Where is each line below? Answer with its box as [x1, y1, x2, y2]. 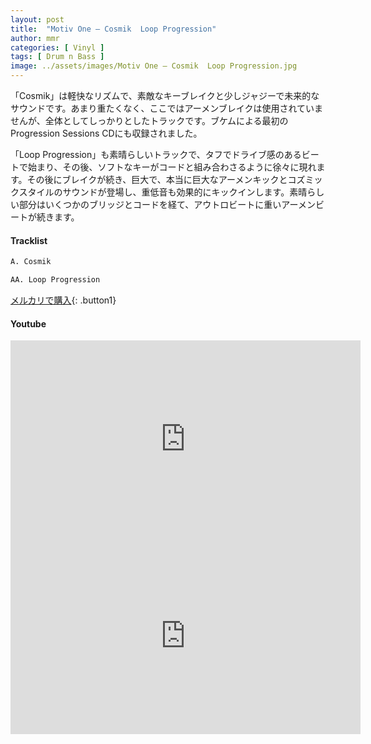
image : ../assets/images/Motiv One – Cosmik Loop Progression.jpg [10, 61, 298, 71]
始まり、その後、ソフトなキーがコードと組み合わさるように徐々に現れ [27, 161, 317, 173]
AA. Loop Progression [10, 275, 101, 285]
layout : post [10, 14, 65, 25]
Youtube [10, 317, 47, 330]
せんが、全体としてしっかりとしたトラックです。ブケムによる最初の [10, 115, 289, 126]
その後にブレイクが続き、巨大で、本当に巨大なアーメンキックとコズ [26, 174, 306, 185]
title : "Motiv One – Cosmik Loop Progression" [10, 24, 217, 34]
